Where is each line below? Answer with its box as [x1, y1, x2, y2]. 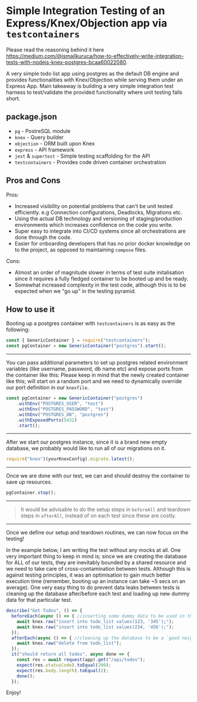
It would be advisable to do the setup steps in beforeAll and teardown [20, 506, 191, 513]
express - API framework [14, 146, 74, 153]
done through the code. [14, 233, 72, 241]
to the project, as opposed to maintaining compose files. [14, 246, 147, 253]
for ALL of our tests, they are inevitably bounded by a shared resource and [6, 559, 186, 566]
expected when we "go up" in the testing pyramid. [14, 287, 136, 294]
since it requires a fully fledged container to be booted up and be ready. [14, 275, 189, 282]
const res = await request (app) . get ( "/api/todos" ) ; [16, 657, 145, 663]
